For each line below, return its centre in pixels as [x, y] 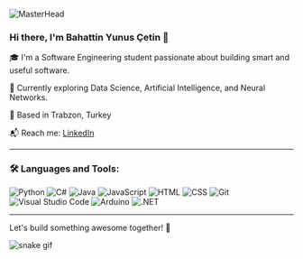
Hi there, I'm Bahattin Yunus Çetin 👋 [89, 37]
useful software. [40, 70]
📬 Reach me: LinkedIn [52, 133]
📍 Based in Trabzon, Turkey [60, 115]
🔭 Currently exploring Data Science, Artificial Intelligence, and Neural [138, 88]
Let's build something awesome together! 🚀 [90, 227]
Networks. [28, 97]
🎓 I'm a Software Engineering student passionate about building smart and [150, 58]
